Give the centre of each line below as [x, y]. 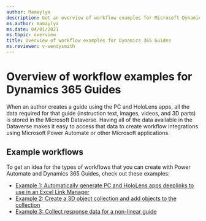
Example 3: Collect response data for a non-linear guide [86, 211]
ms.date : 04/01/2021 [33, 29]
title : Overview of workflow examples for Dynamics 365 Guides [89, 41]
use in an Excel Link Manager [52, 192]
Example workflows [45, 152]
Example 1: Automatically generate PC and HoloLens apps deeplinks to [105, 185]
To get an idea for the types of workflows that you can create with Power [99, 167]
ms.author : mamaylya [33, 23]
